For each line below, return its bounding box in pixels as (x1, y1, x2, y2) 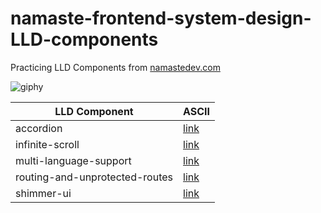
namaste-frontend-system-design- (10, 7, 312, 30)
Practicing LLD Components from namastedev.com (10, 61, 221, 73)
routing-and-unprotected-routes (15, 170, 174, 184)
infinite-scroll (15, 137, 80, 151)
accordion (15, 121, 63, 135)
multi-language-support (15, 153, 132, 167)
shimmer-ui (15, 186, 72, 200)
